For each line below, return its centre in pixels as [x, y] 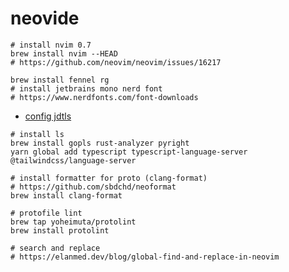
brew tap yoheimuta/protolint [73, 222]
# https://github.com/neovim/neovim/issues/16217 [116, 62]
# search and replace [55, 248]
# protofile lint [46, 213]
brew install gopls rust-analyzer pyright [100, 143]
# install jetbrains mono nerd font [86, 88]
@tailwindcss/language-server [73, 160]
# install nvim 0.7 [51, 45]
